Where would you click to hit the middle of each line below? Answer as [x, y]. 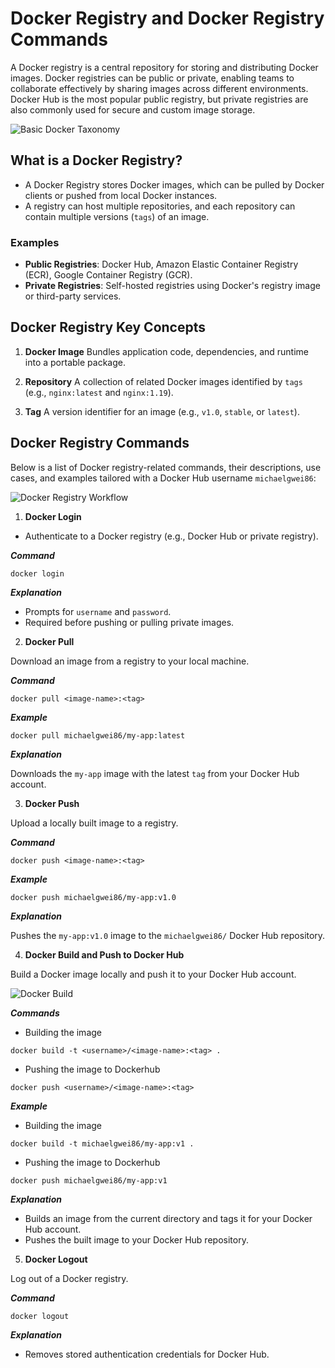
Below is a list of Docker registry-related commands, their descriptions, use [166, 467]
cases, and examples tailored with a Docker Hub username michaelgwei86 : [163, 478]
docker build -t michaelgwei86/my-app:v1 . [102, 1143]
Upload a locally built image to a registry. [94, 823]
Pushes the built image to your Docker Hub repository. [136, 1239]
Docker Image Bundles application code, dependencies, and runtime [166, 351]
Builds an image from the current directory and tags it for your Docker [168, 1218]
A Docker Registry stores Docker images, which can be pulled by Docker [174, 184]
